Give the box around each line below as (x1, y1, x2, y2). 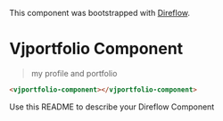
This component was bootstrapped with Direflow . (9, 8, 190, 18)
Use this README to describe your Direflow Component (9, 101, 215, 112)
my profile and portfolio (30, 68, 118, 78)
